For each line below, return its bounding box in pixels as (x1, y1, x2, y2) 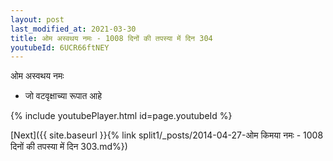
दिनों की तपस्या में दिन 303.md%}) (10, 141, 128, 153)
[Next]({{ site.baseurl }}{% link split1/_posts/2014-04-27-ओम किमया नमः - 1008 (10, 129, 324, 141)
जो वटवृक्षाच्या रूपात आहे (24, 90, 102, 102)
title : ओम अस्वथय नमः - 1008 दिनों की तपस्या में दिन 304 (10, 33, 213, 43)
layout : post (10, 14, 65, 25)
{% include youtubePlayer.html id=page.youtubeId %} (10, 110, 233, 122)
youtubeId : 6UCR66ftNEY (10, 42, 110, 53)
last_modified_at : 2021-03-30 (10, 24, 137, 34)
